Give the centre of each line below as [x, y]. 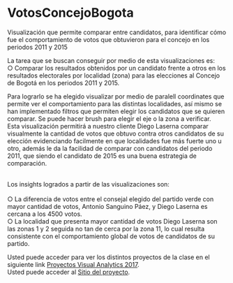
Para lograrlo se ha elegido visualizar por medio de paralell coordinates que [116, 96]
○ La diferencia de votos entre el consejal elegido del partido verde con [111, 199]
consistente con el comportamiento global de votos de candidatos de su [111, 236]
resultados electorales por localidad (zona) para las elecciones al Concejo [114, 75]
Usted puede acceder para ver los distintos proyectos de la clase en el [109, 257]
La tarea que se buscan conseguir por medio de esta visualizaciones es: [111, 60]
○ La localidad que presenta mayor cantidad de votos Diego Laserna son [112, 221]
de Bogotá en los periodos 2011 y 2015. [63, 82]
